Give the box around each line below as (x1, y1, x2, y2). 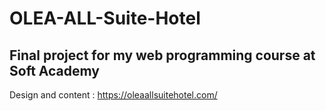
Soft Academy (9, 62, 100, 79)
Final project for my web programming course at (9, 47, 316, 64)
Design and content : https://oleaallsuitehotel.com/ (9, 89, 218, 101)
